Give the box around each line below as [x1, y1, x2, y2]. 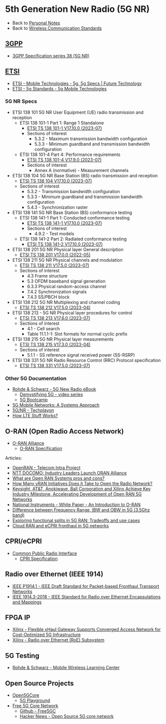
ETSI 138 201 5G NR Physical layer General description [12, 246, 124, 252]
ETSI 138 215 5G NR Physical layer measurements [12, 336, 114, 342]
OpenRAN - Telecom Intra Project [12, 464, 81, 470]
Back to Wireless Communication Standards [12, 25, 102, 31]
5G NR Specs [5, 98, 37, 105]
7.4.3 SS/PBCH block [27, 294, 70, 300]
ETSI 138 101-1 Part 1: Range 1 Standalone [19, 120, 104, 126]
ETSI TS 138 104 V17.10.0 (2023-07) [19, 178, 92, 184]
